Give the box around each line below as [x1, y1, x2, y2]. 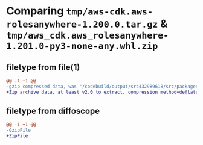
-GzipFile [6, 128, 31, 134]
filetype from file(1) [6, 62, 80, 72]
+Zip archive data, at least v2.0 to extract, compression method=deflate [6, 89, 199, 95]
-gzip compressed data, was [6, 83, 77, 90]
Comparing [6, 4, 64, 18]
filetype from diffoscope [6, 106, 100, 116]
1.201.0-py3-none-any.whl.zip [6, 40, 158, 52]
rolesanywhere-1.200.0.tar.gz [6, 19, 158, 31]
